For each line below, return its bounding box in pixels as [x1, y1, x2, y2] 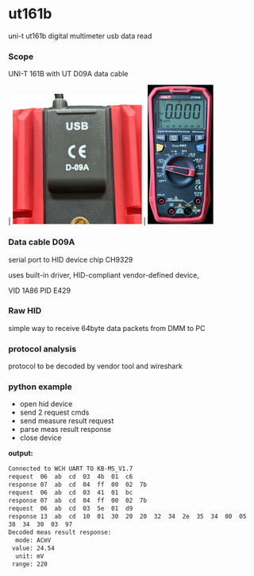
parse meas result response [19, 425, 112, 434]
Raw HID [8, 306, 42, 317]
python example [8, 381, 73, 392]
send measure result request [19, 416, 114, 426]
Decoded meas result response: [8, 528, 112, 537]
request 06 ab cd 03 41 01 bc [8, 488, 133, 497]
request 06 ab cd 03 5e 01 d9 [8, 504, 133, 513]
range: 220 [11, 560, 48, 569]
